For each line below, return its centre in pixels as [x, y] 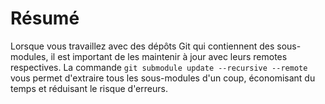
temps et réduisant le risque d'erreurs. [89, 88]
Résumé [45, 18]
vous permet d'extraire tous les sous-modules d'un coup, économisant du [163, 78]
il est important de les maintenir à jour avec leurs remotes [169, 56]
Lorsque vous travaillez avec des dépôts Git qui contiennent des [142, 46]
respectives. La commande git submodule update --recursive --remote [159, 67]
